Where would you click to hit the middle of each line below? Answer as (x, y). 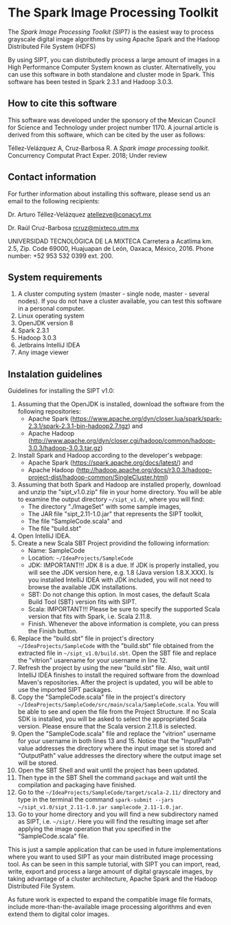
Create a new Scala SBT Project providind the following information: (114, 543)
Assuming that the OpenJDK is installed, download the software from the (121, 404)
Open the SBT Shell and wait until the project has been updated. (108, 771)
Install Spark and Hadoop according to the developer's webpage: (110, 456)
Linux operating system (51, 316)
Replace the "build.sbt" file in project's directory (86, 638)
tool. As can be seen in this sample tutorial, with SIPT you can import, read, (114, 864)
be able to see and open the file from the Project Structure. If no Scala (117, 712)
